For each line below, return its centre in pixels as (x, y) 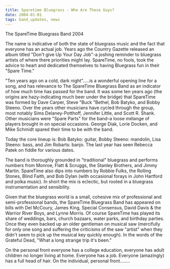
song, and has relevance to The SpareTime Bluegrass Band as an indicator (83, 86)
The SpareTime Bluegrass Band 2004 (44, 34)
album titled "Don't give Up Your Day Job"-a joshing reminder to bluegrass (83, 55)
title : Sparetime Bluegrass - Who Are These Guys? (60, 10)
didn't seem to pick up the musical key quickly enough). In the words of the (84, 235)
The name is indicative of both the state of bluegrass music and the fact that (85, 44)
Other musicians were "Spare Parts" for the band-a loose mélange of (77, 119)
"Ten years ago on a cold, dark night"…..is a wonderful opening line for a (81, 81)
